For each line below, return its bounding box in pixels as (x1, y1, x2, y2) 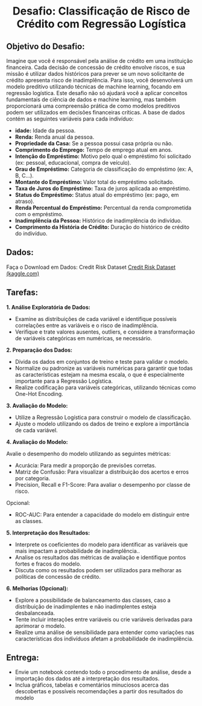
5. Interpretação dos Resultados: (6, 529, 90, 536)
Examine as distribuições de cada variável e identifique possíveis (14, 315, 177, 322)
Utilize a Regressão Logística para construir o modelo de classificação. (14, 414, 192, 421)
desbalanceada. (14, 609, 55, 616)
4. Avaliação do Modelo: (6, 438, 68, 446)
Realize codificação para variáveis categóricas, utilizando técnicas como (14, 383, 196, 391)
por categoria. (14, 474, 51, 482)
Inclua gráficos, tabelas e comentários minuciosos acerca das (14, 681, 169, 688)
